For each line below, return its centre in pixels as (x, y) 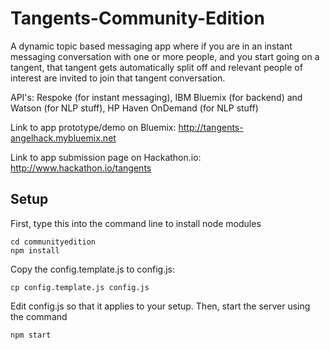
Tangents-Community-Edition (137, 18)
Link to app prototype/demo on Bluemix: (93, 127)
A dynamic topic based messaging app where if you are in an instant (151, 46)
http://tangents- (211, 127)
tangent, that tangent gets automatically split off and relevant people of (156, 67)
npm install (35, 250)
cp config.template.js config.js (80, 287)
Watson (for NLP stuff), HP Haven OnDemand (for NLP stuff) (134, 108)
